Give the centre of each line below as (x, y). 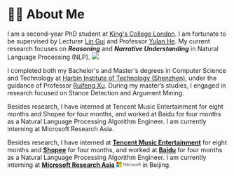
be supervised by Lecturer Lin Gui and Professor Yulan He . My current (109, 41)
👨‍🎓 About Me (46, 14)
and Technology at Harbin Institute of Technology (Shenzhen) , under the (112, 78)
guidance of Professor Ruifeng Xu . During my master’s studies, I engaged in (117, 85)
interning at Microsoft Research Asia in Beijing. (89, 165)
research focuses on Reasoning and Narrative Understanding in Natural (113, 48)
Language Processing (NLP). (49, 57)
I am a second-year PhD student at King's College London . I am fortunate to (117, 34)
